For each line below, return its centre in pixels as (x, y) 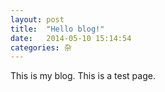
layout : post (37, 19)
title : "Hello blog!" (57, 29)
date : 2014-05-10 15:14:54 (71, 38)
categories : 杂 (41, 47)
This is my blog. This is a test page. (83, 76)
